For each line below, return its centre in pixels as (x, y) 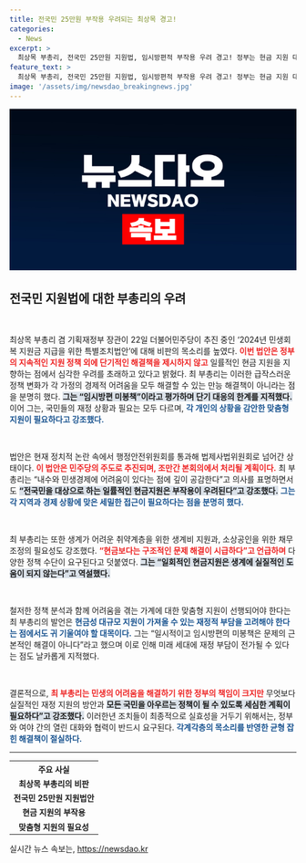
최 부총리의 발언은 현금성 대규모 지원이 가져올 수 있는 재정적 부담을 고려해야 (142, 622)
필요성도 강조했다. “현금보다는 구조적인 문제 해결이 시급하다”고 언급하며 (160, 551)
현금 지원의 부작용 (54, 813)
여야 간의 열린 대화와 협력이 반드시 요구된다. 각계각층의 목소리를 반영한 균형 (152, 728)
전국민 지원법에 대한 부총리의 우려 (98, 298)
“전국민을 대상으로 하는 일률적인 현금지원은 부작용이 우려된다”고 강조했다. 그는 (157, 491)
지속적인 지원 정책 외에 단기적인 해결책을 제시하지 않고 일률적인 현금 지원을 (150, 363)
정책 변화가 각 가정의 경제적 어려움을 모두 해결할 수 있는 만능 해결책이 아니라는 (148, 385)
